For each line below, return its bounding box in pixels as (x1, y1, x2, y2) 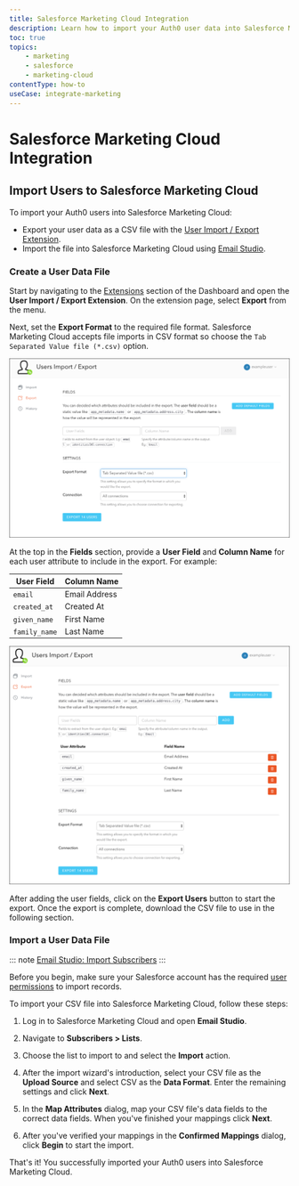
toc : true (9, 33, 46, 42)
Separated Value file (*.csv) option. (9, 340, 149, 351)
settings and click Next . (21, 1086, 109, 1097)
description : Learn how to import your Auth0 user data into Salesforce (9, 23, 285, 33)
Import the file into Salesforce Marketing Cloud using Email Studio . (21, 243, 266, 254)
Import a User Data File (9, 934, 110, 946)
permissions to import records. (9, 980, 123, 992)
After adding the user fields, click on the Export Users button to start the (9, 893, 276, 904)
